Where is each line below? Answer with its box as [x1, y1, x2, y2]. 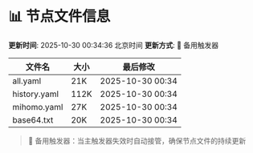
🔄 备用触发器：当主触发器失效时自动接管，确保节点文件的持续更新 [27, 135, 247, 145]
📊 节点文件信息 [8, 7, 111, 26]
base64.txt [12, 114, 54, 125]
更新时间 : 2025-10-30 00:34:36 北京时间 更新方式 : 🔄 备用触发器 [8, 40, 219, 50]
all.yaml [12, 75, 42, 87]
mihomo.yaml [12, 101, 63, 112]
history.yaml [12, 88, 59, 99]
